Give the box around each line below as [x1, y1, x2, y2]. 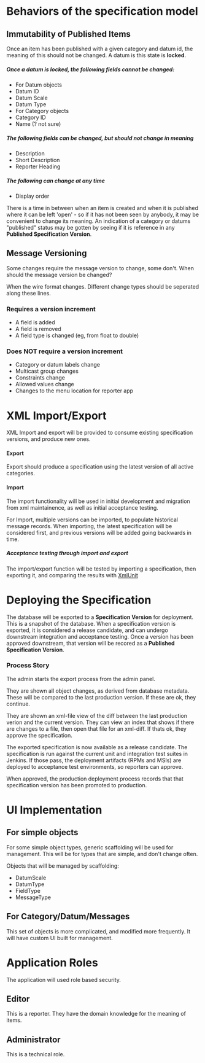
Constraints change [15, 374, 66, 381]
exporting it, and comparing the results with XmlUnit [6, 571, 138, 578]
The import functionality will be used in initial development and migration [6, 497, 190, 505]
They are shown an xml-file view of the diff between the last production [6, 712, 187, 719]
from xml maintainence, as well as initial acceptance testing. [6, 504, 158, 511]
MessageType [15, 894, 51, 901]
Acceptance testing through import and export [6, 550, 129, 557]
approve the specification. [6, 731, 72, 739]
